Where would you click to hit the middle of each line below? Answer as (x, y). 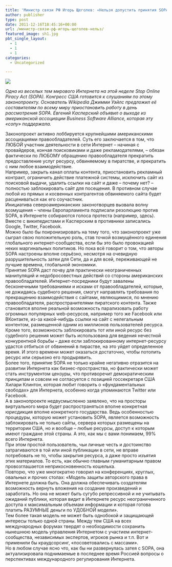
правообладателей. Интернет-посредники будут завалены (70, 281)
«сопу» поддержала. (28, 124)
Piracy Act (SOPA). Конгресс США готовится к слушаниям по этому (79, 97)
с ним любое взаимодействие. (39, 167)
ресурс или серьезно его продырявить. (49, 358)
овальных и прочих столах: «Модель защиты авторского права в (77, 477)
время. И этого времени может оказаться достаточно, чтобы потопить (83, 352)
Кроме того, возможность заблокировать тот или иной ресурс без (79, 330)
